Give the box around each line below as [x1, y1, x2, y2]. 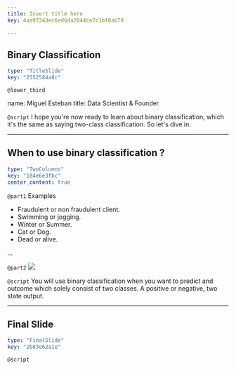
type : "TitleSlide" [7, 67, 65, 74]
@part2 [7, 264, 27, 271]
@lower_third [7, 87, 46, 94]
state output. [7, 291, 44, 300]
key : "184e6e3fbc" [7, 172, 61, 179]
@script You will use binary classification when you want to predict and [7, 277, 214, 285]
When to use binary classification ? [7, 147, 165, 159]
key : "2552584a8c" [7, 74, 61, 81]
